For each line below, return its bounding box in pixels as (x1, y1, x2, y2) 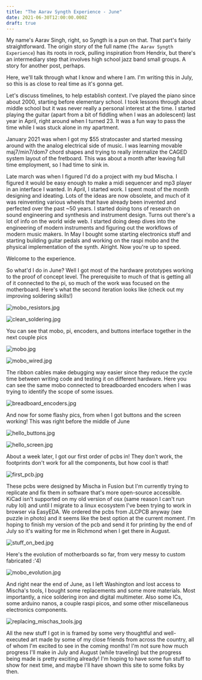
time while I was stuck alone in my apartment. (6, 124, 120, 131)
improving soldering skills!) (6, 292, 73, 300)
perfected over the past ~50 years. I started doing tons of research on (6, 205, 180, 212)
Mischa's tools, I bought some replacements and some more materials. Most (6, 587, 195, 594)
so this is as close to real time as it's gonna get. (6, 80, 124, 87)
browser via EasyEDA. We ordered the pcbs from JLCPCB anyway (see (6, 508, 182, 515)
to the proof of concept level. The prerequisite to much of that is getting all (6, 273, 191, 280)
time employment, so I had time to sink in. (6, 161, 109, 169)
